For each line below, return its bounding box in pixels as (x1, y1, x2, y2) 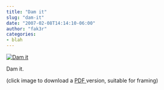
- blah (6, 37, 23, 43)
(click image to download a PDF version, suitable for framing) (6, 77, 159, 84)
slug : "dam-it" (6, 14, 45, 21)
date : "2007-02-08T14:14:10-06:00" (6, 20, 96, 26)
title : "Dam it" (6, 8, 47, 15)
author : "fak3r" (6, 25, 47, 32)
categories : (6, 31, 36, 37)
